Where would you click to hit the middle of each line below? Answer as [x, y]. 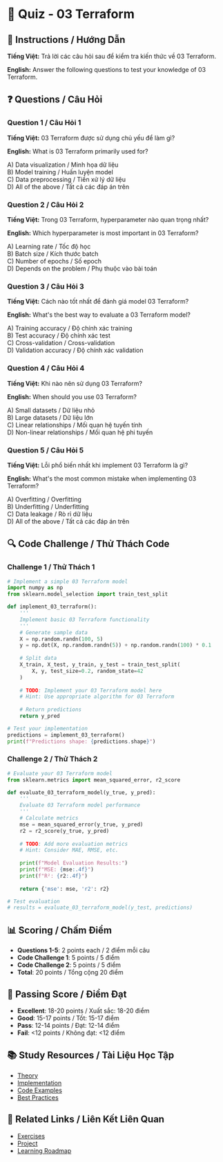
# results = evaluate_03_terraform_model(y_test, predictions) [100, 908]
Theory [28, 1076]
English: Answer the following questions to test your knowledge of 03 [106, 70]
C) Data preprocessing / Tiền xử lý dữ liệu [67, 179]
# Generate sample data [54, 632]
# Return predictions [50, 710]
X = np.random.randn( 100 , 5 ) [61, 639]
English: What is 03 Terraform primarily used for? [78, 151]
